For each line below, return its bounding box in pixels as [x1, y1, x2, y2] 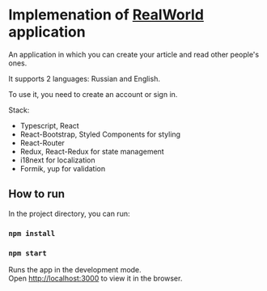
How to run [8, 188, 66, 201]
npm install [8, 229, 56, 238]
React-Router [19, 137, 65, 147]
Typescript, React [19, 120, 79, 130]
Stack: [8, 105, 30, 115]
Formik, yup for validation [19, 163, 106, 173]
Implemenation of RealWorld [8, 6, 205, 24]
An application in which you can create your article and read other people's [8, 49, 260, 59]
